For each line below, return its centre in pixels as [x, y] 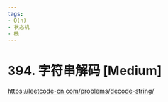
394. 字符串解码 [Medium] [85, 71]
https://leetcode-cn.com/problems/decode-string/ [81, 91]
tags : [15, 14]
